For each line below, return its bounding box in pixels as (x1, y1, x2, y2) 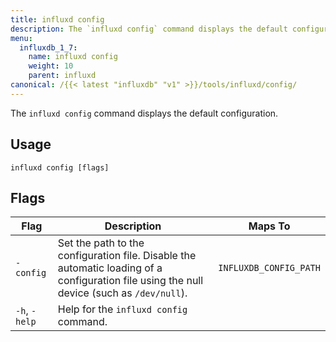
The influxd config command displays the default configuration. (10, 107, 279, 119)
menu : (10, 33, 33, 43)
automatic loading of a (57, 261, 163, 275)
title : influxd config (10, 14, 105, 25)
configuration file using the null (57, 274, 204, 288)
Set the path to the (57, 236, 145, 250)
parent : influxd (28, 71, 97, 81)
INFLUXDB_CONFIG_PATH (218, 262, 321, 274)
